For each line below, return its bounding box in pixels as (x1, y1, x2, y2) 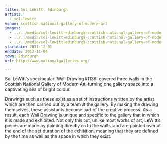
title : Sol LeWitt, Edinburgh (5, 7, 68, 12)
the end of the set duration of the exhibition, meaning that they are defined (5, 128, 158, 134)
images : (5, 26, 21, 31)
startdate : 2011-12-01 (5, 44, 52, 49)
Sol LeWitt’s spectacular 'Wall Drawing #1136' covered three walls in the (5, 76, 152, 82)
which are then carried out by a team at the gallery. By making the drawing (5, 101, 158, 107)
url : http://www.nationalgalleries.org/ (5, 58, 90, 63)
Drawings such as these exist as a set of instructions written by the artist (5, 96, 154, 102)
